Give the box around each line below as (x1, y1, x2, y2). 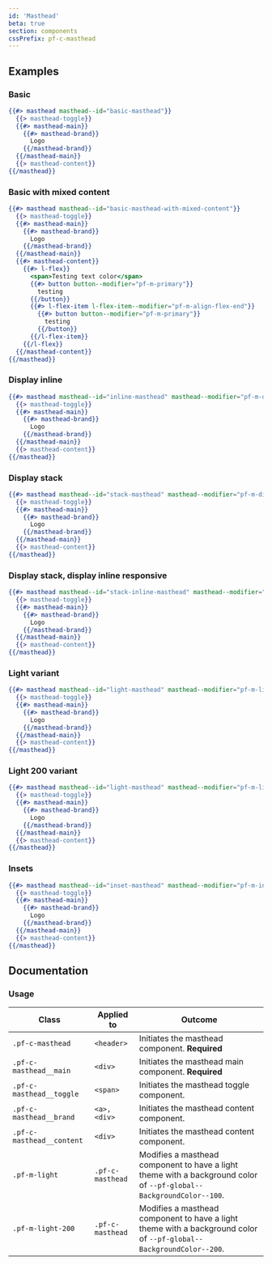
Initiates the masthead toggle (138, 1080, 249, 1091)
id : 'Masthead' (8, 11, 60, 20)
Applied (96, 1009, 129, 1021)
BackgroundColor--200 (138, 1245, 223, 1254)
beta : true (8, 19, 45, 28)
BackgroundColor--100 (138, 1191, 223, 1200)
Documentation (8, 964, 89, 978)
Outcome (181, 1014, 218, 1025)
